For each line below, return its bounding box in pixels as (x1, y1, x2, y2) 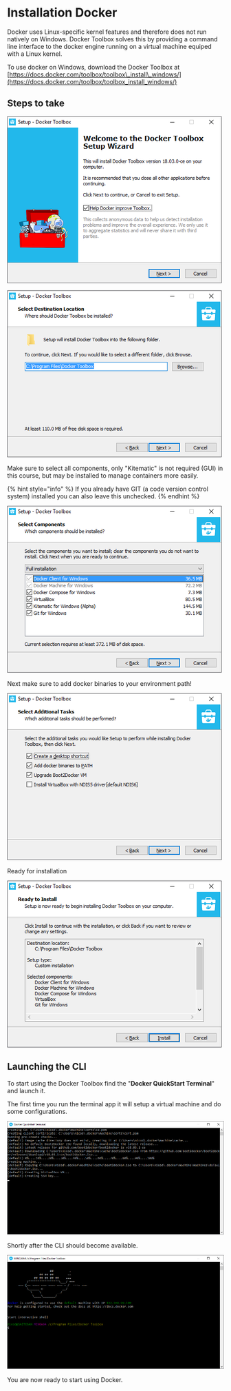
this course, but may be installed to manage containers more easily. (7, 471, 199, 480)
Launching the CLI (7, 1061, 87, 1073)
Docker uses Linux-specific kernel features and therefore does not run (7, 28, 207, 36)
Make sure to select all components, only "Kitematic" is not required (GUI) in (7, 464, 223, 472)
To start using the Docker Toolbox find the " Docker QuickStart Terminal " (7, 1079, 215, 1087)
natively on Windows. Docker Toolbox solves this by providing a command (7, 34, 218, 43)
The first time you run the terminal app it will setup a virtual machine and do (7, 1099, 221, 1108)
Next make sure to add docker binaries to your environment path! (7, 679, 192, 687)
